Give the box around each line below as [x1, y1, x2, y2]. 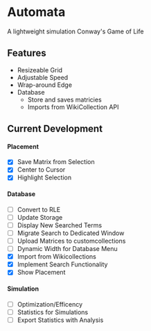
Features [7, 47, 46, 59]
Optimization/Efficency [17, 300, 83, 308]
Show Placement [17, 268, 66, 277]
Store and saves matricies [27, 95, 102, 104]
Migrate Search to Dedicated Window [17, 229, 125, 237]
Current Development [7, 123, 103, 135]
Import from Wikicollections [17, 252, 97, 261]
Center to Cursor [17, 165, 66, 174]
